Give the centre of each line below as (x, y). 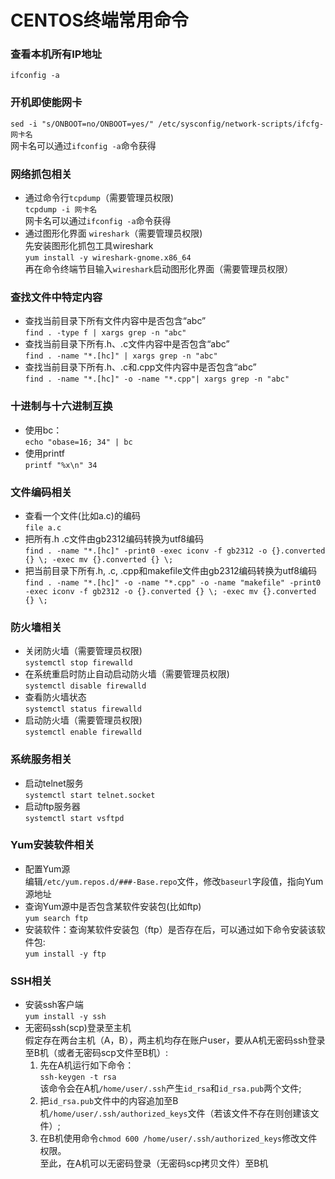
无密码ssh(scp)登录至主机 (78, 1028)
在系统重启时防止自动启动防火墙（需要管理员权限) (127, 674)
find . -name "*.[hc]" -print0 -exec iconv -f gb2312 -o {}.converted (175, 551)
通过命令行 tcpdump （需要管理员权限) (99, 198)
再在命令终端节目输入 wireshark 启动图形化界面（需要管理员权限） (159, 269)
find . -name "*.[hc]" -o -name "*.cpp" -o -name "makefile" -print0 (173, 582)
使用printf (44, 453)
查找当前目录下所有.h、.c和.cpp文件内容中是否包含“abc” (140, 367)
